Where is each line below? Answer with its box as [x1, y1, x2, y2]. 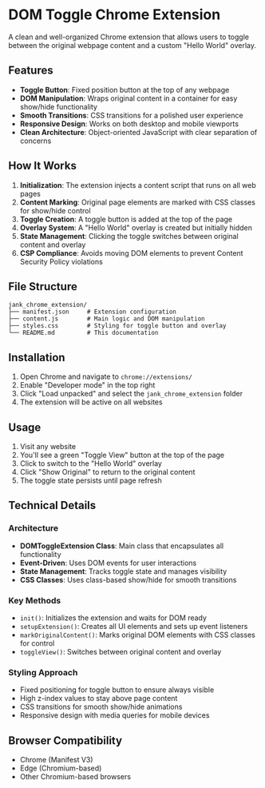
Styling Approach [8, 667, 78, 678]
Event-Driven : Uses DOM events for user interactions [19, 558, 197, 567]
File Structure [8, 280, 77, 293]
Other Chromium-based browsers [19, 772, 132, 782]
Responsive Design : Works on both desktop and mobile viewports [19, 118, 239, 129]
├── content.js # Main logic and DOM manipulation [8, 315, 205, 323]
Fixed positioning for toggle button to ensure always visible [19, 685, 215, 694]
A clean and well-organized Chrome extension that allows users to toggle [8, 32, 250, 42]
